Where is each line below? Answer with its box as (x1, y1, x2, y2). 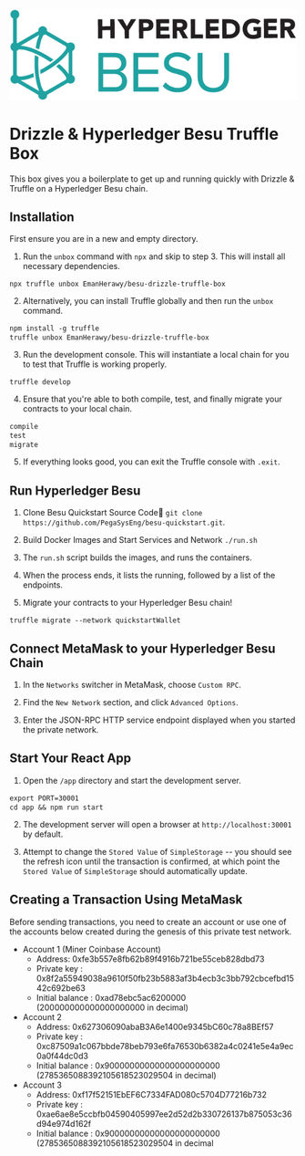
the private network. (22, 724, 99, 734)
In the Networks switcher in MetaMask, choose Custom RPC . (22, 679, 241, 690)
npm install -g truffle (9, 324, 100, 333)
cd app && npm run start (9, 803, 104, 812)
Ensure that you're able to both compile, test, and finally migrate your (22, 393, 282, 405)
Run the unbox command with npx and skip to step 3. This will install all (22, 251, 286, 262)
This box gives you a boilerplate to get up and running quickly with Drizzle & (9, 173, 295, 184)
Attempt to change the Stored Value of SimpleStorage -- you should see (22, 846, 292, 857)
